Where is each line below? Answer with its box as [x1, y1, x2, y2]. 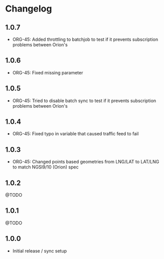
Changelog [5, 3, 52, 15]
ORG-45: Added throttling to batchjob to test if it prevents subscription [12, 36, 158, 42]
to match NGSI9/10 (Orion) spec [12, 164, 79, 170]
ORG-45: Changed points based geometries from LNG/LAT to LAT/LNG [12, 159, 159, 165]
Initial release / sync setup [12, 247, 67, 254]
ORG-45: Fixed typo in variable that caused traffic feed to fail [12, 131, 139, 137]
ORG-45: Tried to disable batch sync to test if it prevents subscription [12, 98, 156, 104]
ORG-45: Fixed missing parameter [12, 69, 83, 75]
